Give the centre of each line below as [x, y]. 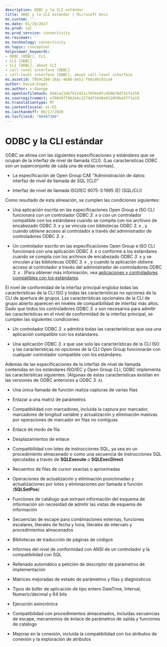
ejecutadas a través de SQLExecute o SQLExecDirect [68, 459]
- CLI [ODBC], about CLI [31, 65]
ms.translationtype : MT [30, 103]
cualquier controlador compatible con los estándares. [67, 354]
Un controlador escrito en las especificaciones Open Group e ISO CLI [84, 246]
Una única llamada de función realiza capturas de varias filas [75, 389]
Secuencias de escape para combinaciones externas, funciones [78, 519]
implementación [29, 569]
